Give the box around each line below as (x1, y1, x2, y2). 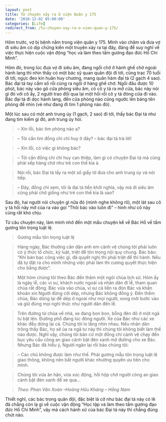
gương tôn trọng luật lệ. (5, 225, 53, 231)
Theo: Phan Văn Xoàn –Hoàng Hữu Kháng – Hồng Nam (17, 387, 130, 393)
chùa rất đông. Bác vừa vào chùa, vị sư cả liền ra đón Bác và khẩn (17, 285, 153, 291)
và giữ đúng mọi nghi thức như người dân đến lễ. (17, 301, 116, 307)
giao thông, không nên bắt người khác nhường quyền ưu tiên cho (17, 357, 150, 363)
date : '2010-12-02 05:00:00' (5, 16, 65, 21)
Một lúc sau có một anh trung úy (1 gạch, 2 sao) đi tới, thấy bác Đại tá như (5, 111, 156, 117)
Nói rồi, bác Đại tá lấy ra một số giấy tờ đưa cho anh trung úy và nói (17, 169, 155, 176)
